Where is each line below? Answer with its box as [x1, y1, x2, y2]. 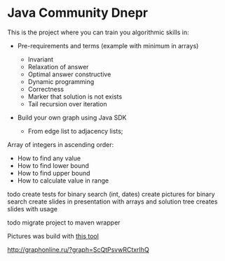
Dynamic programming [27, 77, 95, 85]
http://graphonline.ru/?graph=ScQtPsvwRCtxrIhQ [7, 245, 149, 253]
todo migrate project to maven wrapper [7, 218, 121, 227]
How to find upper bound [17, 169, 90, 177]
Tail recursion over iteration [27, 99, 107, 108]
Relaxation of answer [27, 62, 89, 71]
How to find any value [17, 154, 81, 162]
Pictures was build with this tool [7, 232, 100, 240]
